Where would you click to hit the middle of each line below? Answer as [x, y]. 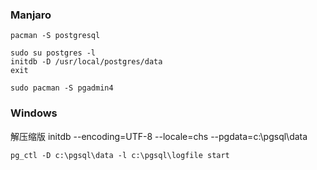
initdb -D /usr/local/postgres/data [86, 62]
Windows [34, 113]
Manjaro [31, 15]
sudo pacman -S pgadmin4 [62, 88]
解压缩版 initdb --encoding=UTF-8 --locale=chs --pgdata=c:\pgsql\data [159, 136]
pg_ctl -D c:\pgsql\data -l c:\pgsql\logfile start [120, 155]
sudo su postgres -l [53, 53]
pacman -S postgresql [55, 36]
